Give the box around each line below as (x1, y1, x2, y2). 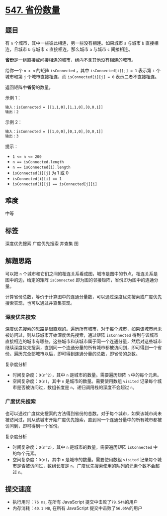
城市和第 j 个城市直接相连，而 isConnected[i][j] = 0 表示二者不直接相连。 (5, 74, 160, 80)
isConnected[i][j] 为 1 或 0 (12, 170, 69, 176)
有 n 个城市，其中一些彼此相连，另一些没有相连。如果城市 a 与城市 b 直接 (5, 40, 155, 46)
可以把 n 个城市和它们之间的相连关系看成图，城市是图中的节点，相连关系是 (5, 270, 158, 276)
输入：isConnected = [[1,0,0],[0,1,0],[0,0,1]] (5, 129, 103, 134)
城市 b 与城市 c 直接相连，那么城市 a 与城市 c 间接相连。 (18, 46, 133, 52)
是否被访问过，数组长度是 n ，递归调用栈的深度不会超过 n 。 (16, 385, 138, 390)
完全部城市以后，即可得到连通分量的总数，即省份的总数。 (22, 351, 140, 357)
